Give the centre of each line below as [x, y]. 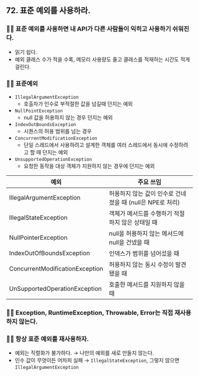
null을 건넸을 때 [129, 242]
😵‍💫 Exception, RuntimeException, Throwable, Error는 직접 [90, 313]
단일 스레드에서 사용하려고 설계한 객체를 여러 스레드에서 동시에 [95, 144]
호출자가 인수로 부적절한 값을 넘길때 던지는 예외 [78, 104]
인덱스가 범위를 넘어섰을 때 [144, 253]
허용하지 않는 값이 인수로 [141, 193]
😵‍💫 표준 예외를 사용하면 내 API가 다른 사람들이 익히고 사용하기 [89, 29]
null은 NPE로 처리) [155, 202]
